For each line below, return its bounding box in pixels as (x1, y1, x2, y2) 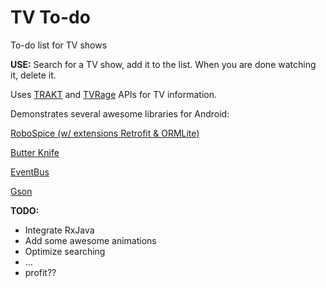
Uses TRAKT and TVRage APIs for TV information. (10, 88, 218, 100)
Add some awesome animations (24, 234, 157, 246)
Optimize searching (24, 245, 106, 257)
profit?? (24, 266, 57, 278)
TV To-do (10, 6, 91, 29)
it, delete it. (10, 69, 57, 81)
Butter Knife (10, 146, 60, 158)
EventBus (10, 166, 50, 178)
